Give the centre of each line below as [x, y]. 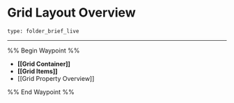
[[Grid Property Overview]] [56, 78]
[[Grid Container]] [44, 64]
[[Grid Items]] [37, 71]
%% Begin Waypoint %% [44, 50]
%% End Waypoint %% [41, 92]
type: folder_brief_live [43, 31]
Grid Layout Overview [71, 13]
